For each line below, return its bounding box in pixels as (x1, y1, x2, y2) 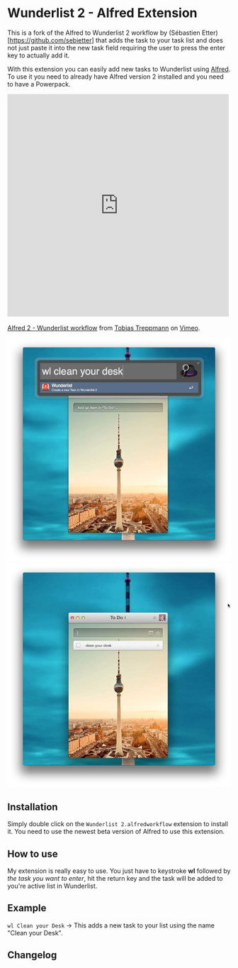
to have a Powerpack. (7, 79, 71, 88)
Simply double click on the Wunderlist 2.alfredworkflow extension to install (7, 820, 229, 828)
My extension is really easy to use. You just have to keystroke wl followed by (7, 867, 231, 875)
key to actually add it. (7, 51, 70, 60)
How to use (7, 847, 58, 859)
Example (7, 902, 47, 914)
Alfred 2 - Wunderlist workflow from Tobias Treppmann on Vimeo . (7, 323, 200, 332)
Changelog (7, 949, 57, 962)
